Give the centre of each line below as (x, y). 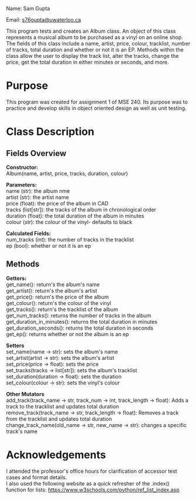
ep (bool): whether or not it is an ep (49, 245)
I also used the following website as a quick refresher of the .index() (88, 483)
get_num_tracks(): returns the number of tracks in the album (79, 316)
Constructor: (22, 167)
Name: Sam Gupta (28, 8)
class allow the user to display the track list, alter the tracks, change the (92, 56)
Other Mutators (25, 394)
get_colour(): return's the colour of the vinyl (59, 303)
